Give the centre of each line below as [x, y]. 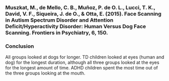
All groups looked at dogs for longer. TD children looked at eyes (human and [85, 57]
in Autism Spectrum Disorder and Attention [59, 20]
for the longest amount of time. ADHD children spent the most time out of [82, 68]
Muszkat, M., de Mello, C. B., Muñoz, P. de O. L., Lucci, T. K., [80, 8]
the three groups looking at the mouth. [45, 73]
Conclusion [20, 46]
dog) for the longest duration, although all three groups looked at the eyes [82, 62]
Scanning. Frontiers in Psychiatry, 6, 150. [57, 33]
